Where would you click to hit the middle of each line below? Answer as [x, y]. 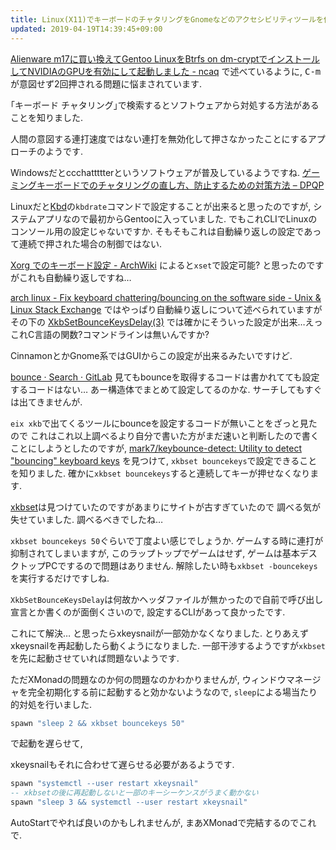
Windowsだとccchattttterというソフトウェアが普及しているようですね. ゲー [165, 172]
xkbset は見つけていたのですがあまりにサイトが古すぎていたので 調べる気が [165, 507]
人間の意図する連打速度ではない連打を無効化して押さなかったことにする [159, 138]
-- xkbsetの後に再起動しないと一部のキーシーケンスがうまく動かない [134, 793]
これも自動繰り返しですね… [75, 277]
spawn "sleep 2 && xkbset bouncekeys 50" [98, 723]
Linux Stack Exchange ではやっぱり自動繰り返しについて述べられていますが [166, 309]
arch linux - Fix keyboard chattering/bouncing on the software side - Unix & [166, 297]
